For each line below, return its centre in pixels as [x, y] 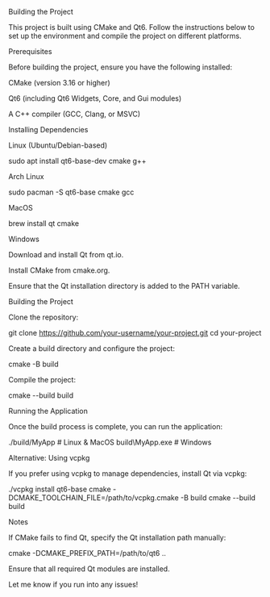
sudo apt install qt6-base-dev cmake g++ [77, 161]
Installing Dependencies [48, 129]
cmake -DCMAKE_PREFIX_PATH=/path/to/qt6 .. [87, 553]
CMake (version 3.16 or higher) [59, 83]
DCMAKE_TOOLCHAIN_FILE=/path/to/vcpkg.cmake [93, 498]
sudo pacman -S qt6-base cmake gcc [71, 192]
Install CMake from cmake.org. [59, 270]
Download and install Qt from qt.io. [66, 255]
